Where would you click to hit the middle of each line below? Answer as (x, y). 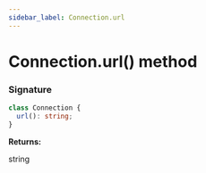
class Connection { (45, 108)
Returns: (25, 141)
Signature (30, 89)
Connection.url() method (103, 61)
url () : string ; (45, 116)
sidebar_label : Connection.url (67, 17)
